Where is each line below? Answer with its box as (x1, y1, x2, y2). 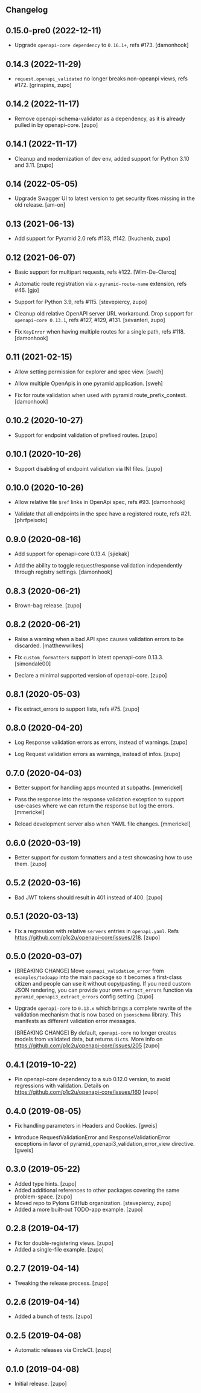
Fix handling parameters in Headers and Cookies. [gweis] (14, 1122, 158, 1130)
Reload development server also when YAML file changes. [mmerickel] (14, 820, 191, 827)
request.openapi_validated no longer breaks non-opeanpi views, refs (14, 75, 188, 82)
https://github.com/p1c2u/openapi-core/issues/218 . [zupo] (14, 934, 161, 941)
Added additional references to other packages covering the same (14, 1186, 180, 1194)
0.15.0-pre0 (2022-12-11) (5, 25, 102, 36)
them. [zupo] (14, 861, 47, 868)
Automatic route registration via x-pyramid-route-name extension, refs (14, 280, 187, 288)
